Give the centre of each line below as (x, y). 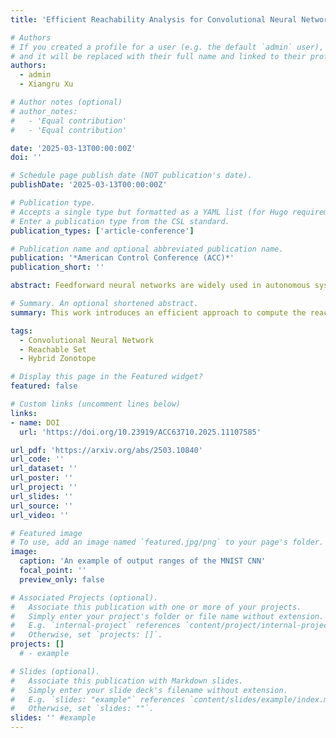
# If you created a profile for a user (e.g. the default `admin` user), (167, 47)
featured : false (44, 386)
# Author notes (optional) (66, 102)
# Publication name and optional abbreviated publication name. (147, 249)
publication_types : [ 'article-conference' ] (102, 231)
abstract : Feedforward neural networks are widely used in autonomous (160, 286)
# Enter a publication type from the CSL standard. (120, 221)
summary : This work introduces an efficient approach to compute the (158, 312)
